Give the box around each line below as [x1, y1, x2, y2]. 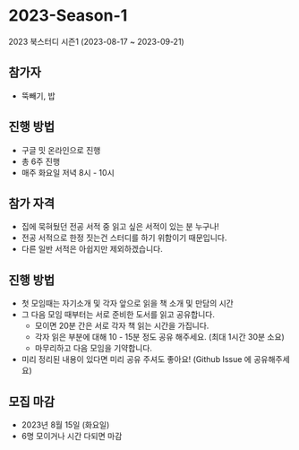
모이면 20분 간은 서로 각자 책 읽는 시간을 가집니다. [34, 320, 209, 332]
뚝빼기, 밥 [21, 91, 56, 101]
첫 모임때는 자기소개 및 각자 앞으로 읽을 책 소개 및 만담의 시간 [21, 298, 234, 309]
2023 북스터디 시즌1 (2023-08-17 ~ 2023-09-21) [8, 36, 184, 47]
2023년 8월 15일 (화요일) [21, 420, 110, 430]
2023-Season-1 [8, 5, 128, 26]
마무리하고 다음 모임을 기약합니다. [34, 342, 153, 354]
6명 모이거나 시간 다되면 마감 [21, 431, 123, 441]
